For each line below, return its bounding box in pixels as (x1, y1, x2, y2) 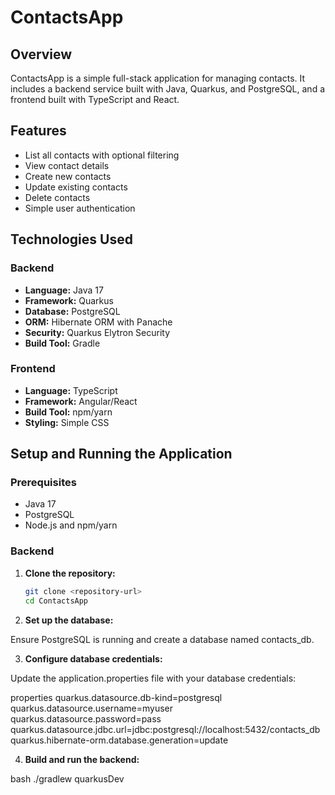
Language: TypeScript (24, 384, 118, 396)
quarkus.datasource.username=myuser (10, 702, 173, 714)
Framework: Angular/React (24, 395, 138, 407)
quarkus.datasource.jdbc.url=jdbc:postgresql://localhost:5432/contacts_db (10, 723, 321, 735)
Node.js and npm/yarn (24, 519, 118, 531)
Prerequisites (10, 476, 77, 490)
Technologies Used (10, 231, 133, 248)
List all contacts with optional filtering (24, 149, 180, 161)
